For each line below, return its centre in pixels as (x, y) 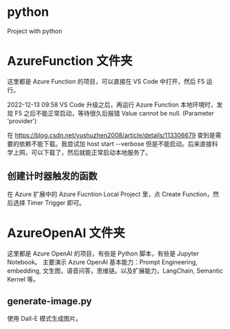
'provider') (22, 120)
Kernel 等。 (23, 279)
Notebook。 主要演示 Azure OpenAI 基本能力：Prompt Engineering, (102, 262)
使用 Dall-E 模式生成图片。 (45, 319)
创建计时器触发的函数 (52, 176)
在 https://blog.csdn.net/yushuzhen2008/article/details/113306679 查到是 (111, 135)
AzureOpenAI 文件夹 (66, 233)
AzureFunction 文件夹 (70, 61)
